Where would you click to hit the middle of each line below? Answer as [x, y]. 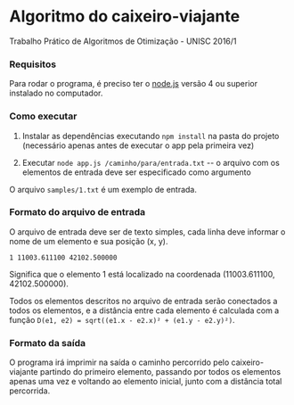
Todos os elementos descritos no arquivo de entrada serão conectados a [143, 301]
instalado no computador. [56, 93]
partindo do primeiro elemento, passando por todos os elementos [160, 372]
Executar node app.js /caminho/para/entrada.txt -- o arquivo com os [151, 162]
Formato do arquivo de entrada [78, 212]
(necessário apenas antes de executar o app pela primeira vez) [138, 145]
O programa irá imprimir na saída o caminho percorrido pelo [119, 362]
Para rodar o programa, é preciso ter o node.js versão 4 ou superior [134, 84]
